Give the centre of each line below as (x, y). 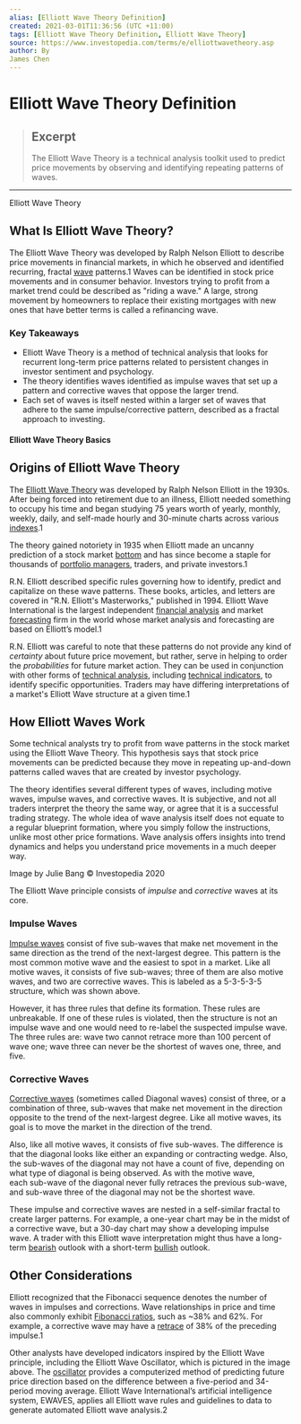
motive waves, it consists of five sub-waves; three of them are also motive (146, 971)
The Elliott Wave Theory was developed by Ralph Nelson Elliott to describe (147, 253)
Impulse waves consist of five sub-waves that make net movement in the (144, 943)
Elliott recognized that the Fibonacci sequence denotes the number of (138, 1297)
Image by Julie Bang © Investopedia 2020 (87, 874)
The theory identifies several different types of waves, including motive (141, 790)
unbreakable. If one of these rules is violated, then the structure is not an (143, 1017)
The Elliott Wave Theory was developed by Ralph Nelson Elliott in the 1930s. (150, 489)
